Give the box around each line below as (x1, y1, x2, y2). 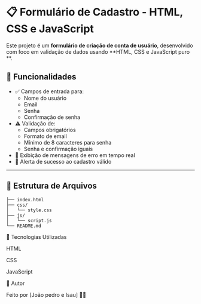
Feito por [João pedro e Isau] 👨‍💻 (6, 291, 87, 298)
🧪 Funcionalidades (6, 72, 77, 82)
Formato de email (23, 133, 67, 140)
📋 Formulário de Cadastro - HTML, (6, 5, 184, 19)
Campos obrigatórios (23, 126, 76, 133)
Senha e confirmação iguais (23, 145, 93, 152)
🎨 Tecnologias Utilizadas (6, 233, 67, 240)
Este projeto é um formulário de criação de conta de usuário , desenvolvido (6, 42, 193, 49)
